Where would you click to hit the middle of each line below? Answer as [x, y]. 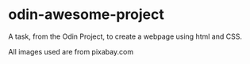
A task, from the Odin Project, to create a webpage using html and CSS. [125, 36]
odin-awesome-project [87, 15]
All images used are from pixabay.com [71, 51]
